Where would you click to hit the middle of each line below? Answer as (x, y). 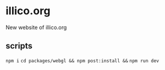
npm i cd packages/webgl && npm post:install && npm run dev (82, 61)
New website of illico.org (36, 27)
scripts (19, 46)
